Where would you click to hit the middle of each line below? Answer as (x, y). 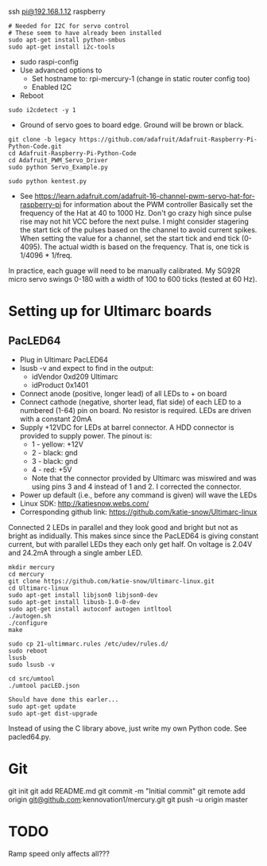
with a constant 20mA (56, 419)
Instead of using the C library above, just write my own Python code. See (128, 728)
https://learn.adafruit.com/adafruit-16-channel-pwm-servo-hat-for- (145, 196)
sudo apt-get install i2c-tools (62, 47)
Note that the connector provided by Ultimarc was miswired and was (144, 478)
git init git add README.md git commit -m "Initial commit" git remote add (127, 790)
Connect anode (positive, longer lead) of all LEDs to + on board (123, 394)
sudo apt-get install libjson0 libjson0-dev (83, 595)
